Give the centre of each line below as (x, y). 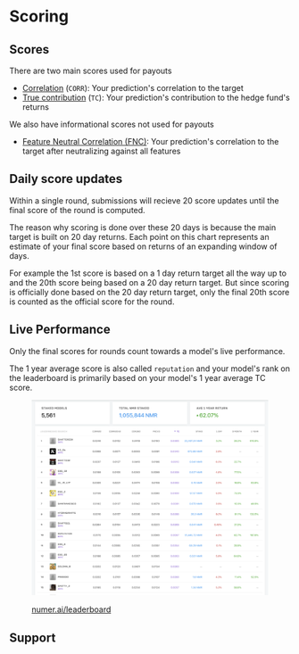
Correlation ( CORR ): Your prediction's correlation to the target (133, 88)
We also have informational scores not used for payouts (112, 124)
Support (33, 637)
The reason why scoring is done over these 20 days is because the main (143, 227)
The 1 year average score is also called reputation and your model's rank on (149, 368)
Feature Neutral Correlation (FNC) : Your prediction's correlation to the (150, 141)
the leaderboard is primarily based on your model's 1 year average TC (137, 377)
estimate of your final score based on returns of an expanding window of (143, 246)
